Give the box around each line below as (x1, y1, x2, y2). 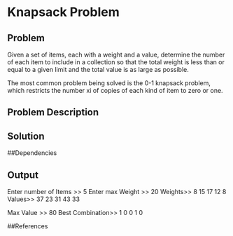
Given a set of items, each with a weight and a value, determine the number (7, 50, 225, 59)
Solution (7, 130, 45, 142)
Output (7, 169, 38, 181)
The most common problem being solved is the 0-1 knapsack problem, (7, 79, 211, 87)
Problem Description (7, 106, 99, 119)
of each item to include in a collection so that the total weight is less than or (7, 58, 225, 66)
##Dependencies (7, 149, 57, 157)
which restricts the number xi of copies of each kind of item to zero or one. (7, 87, 223, 94)
